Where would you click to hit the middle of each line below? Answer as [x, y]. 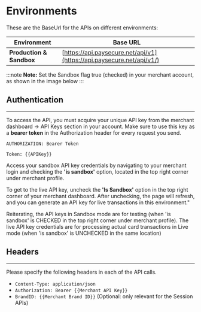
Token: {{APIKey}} [29, 154]
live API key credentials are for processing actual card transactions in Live [97, 226]
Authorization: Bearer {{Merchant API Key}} [71, 290]
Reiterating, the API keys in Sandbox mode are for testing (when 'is [89, 214]
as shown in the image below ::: [45, 81]
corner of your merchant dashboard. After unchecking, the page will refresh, [100, 196]
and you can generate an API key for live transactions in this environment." [98, 202]
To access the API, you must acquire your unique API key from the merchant [100, 120]
